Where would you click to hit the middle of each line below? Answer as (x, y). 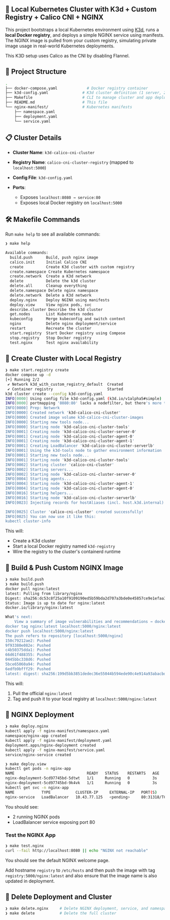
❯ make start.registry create (37, 370)
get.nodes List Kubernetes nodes (52, 314)
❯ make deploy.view (26, 764)
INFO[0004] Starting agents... (38, 479)
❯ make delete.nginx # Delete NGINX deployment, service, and (77, 909)
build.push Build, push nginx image (54, 257)
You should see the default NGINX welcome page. (57, 860)
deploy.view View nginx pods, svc (51, 305)
